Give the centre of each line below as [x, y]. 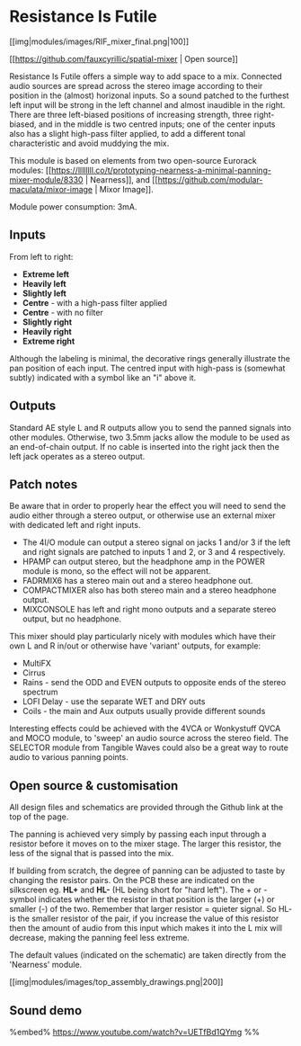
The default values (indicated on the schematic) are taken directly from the [148, 955]
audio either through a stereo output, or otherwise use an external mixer [142, 515]
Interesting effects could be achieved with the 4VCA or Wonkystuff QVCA [145, 729]
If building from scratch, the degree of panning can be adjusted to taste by [147, 871]
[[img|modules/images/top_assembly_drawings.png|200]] [116, 982]
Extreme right [49, 341]
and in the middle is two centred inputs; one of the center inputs [157, 124]
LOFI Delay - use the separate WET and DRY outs [114, 702]
